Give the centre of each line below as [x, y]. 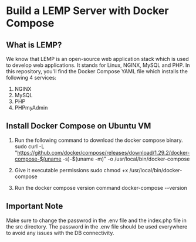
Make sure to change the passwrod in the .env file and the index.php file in [96, 220]
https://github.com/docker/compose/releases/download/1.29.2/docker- [104, 152]
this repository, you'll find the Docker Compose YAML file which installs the [97, 71]
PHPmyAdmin [31, 108]
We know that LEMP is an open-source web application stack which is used [97, 59]
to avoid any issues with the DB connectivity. [60, 233]
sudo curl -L [29, 146]
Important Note [35, 206]
